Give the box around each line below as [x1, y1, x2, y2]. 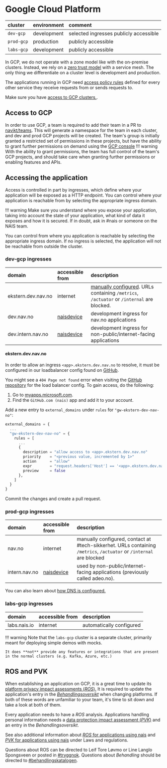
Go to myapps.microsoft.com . [12, 392, 74, 398]
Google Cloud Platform [5, 3, 101, 15]
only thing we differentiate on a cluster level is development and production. [5, 69, 161, 75]
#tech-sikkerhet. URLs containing [77, 542, 156, 549]
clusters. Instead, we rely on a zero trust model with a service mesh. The [5, 64, 154, 70]
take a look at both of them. [5, 702, 62, 708]
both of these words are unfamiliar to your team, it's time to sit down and [5, 696, 154, 702]
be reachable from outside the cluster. [5, 243, 83, 249]
